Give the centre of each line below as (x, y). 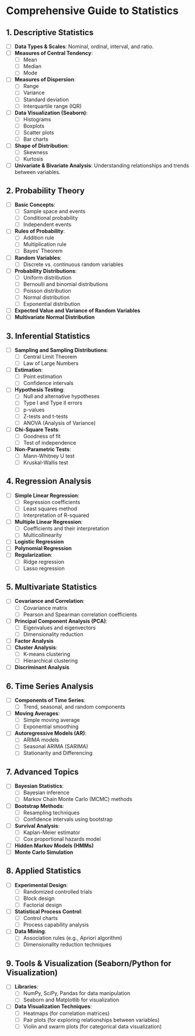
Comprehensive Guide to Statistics (93, 11)
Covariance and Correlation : (49, 601)
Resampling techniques (51, 812)
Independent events (47, 224)
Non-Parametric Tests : (43, 449)
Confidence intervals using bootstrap (68, 819)
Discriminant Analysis (42, 667)
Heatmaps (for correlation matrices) (66, 1013)
